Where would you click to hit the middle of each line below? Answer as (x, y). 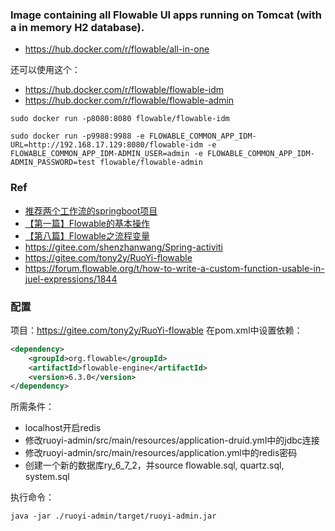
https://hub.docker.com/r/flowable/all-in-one (117, 49)
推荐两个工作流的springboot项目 (91, 210)
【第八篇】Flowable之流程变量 (87, 235)
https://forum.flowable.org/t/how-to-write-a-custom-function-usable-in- (174, 268)
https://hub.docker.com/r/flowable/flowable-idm (124, 90)
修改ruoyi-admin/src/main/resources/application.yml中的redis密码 (161, 453)
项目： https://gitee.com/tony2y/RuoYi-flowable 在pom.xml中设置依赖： (156, 330)
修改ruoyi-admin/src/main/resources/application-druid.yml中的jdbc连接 (172, 440)
